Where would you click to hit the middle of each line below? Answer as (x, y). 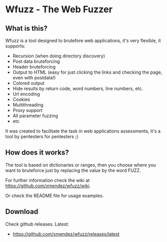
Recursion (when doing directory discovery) (59, 56)
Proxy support (27, 110)
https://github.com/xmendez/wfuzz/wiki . (48, 186)
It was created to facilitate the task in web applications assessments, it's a (83, 131)
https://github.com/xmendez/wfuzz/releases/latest (66, 234)
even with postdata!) (34, 78)
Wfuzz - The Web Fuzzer (59, 9)
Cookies (21, 99)
